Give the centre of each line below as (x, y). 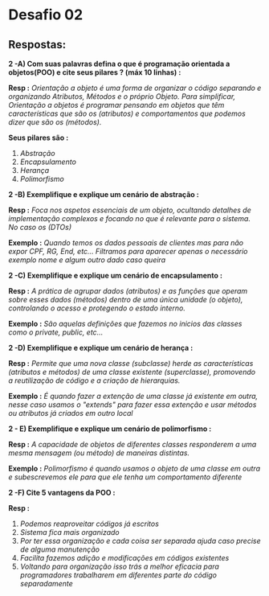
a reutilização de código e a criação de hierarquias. (94, 380)
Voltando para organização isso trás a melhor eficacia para (119, 566)
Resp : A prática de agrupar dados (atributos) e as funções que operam (128, 291)
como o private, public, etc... (56, 332)
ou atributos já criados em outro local (71, 413)
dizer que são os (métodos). (55, 122)
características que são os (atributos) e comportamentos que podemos (127, 113)
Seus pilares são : (39, 138)
